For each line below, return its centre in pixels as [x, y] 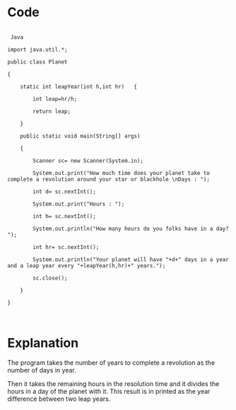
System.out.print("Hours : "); [79, 204]
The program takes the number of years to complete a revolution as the [111, 362]
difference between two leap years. [59, 399]
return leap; [52, 111]
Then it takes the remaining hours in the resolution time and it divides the [113, 384]
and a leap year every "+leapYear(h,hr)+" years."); [87, 265]
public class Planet [38, 62]
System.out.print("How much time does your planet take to [122, 173]
